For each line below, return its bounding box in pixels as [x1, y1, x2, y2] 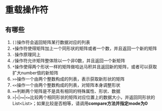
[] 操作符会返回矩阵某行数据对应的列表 [12, 40, 91, 45]
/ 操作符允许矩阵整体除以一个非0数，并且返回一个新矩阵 [12, 58, 126, 64]
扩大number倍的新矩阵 [12, 70, 59, 76]
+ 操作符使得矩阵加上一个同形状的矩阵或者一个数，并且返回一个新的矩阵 [12, 45, 157, 51]
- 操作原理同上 [12, 52, 41, 57]
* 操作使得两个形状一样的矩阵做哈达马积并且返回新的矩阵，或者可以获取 [12, 64, 157, 69]
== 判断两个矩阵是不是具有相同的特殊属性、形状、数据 [12, 89, 121, 94]
